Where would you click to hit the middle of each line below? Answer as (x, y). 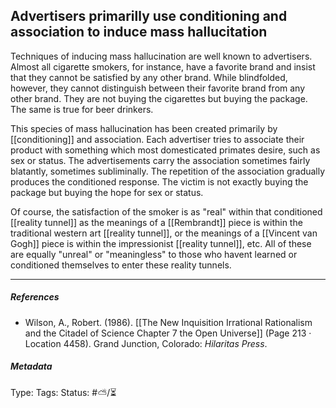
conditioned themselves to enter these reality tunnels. (121, 265)
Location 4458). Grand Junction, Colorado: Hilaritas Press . (146, 343)
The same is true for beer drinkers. (82, 109)
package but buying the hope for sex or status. (107, 192)
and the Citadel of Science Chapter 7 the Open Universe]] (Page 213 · (168, 333)
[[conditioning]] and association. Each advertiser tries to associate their (157, 139)
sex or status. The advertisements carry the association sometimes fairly (160, 160)
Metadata (31, 366)
